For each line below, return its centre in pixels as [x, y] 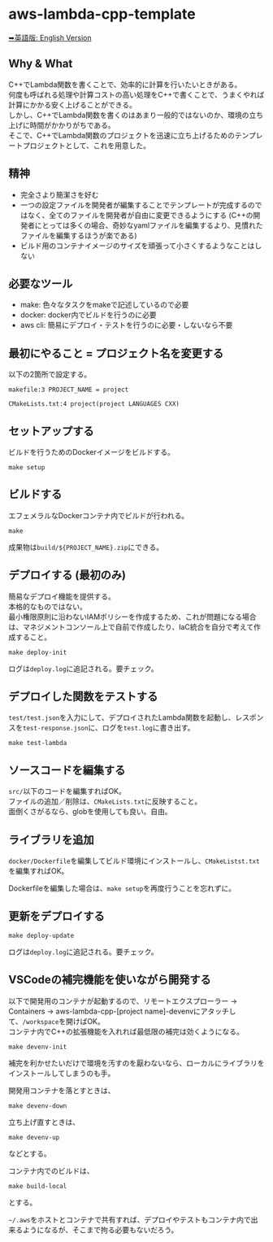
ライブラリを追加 [51, 840]
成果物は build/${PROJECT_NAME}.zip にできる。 [86, 547]
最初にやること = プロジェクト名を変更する [116, 353]
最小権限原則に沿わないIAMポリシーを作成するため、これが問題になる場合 [133, 617]
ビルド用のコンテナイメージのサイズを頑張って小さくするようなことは [137, 246]
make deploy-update [41, 935]
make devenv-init [38, 1047]
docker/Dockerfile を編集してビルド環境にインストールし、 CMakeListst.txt [134, 861]
